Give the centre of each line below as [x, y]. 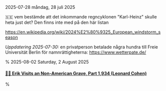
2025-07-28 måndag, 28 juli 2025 [40, 7]
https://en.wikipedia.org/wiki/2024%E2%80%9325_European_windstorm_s [83, 32]
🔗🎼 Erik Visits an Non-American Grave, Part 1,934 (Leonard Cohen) [76, 73]
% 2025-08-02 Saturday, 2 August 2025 [47, 62]
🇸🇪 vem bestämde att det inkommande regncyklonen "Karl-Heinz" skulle [81, 17]
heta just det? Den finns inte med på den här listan [57, 22]
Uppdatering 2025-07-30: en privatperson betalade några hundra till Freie [82, 47]
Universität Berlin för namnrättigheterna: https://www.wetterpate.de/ [76, 52]
